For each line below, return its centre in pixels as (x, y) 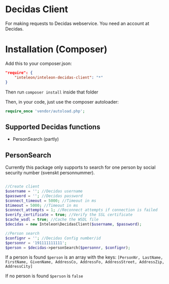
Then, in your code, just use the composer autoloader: (62, 102)
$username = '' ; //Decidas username (44, 191)
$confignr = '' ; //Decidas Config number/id (53, 238)
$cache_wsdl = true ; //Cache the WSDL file (52, 219)
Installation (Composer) (56, 50)
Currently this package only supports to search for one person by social (80, 167)
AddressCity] (19, 267)
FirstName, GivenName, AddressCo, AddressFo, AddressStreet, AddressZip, (85, 262)
